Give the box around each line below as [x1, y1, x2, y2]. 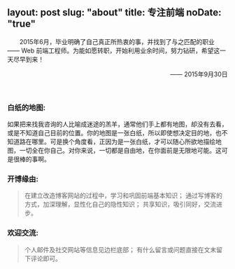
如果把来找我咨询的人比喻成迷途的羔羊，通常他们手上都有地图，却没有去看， [7, 120, 228, 128]
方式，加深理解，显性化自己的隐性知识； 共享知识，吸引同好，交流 [24, 200, 217, 209]
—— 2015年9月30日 [170, 69, 228, 78]
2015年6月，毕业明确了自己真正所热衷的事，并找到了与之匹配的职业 [19, 37, 215, 46]
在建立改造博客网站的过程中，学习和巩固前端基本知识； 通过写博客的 [24, 191, 222, 200]
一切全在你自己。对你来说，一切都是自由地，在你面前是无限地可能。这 [19, 146, 222, 155]
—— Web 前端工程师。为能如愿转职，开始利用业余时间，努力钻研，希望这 [7, 46, 220, 55]
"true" [7, 18, 36, 30]
